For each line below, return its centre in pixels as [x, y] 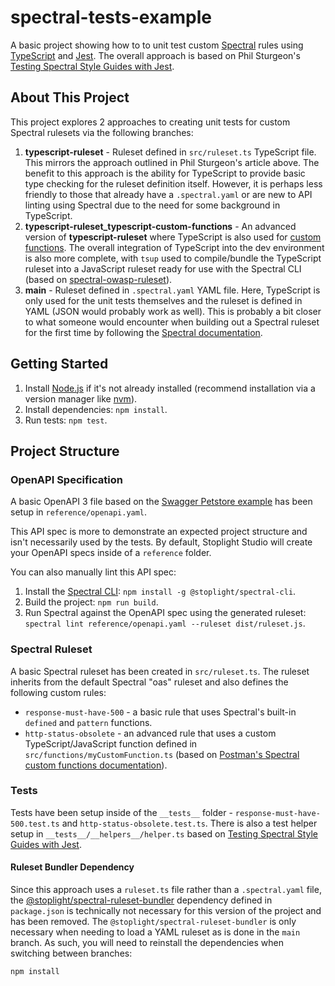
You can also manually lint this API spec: [93, 572]
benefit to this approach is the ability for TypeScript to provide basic [165, 173]
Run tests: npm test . [66, 420]
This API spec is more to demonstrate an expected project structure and [159, 532]
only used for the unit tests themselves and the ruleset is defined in [163, 300]
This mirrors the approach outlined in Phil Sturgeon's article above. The [172, 162]
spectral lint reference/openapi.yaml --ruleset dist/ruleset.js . [165, 623]
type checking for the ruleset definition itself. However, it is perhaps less [173, 183]
